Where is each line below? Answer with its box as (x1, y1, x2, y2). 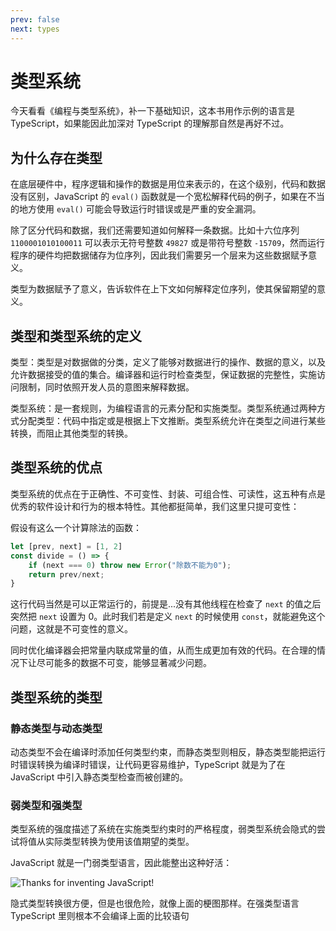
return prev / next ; (28, 569, 105, 580)
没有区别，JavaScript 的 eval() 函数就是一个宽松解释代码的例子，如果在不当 (10, 191, 326, 203)
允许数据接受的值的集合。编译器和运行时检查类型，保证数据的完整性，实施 (10, 369, 317, 381)
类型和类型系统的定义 (10, 327, 142, 345)
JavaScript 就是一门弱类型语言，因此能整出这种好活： (10, 857, 233, 869)
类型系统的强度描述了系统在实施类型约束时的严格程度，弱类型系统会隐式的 (10, 823, 317, 835)
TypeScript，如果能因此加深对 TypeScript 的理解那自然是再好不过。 (10, 117, 290, 130)
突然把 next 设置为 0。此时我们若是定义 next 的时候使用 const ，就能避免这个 (10, 611, 326, 623)
